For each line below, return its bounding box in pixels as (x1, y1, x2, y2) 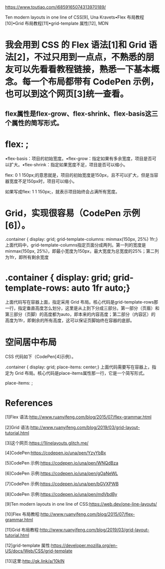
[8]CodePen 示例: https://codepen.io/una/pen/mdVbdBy (5, 491, 118, 497)
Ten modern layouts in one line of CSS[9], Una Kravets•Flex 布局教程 (5, 14, 144, 20)
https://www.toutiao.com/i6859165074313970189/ (5, 4, 106, 10)
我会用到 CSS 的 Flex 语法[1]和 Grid (5, 39, 147, 51)
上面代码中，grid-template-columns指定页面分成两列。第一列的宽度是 (5, 242, 146, 248)
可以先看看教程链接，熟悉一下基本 (14, 64, 151, 75)
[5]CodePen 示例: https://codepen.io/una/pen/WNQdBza (5, 460, 118, 466)
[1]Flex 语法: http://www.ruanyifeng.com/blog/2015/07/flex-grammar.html (5, 414, 152, 420)
